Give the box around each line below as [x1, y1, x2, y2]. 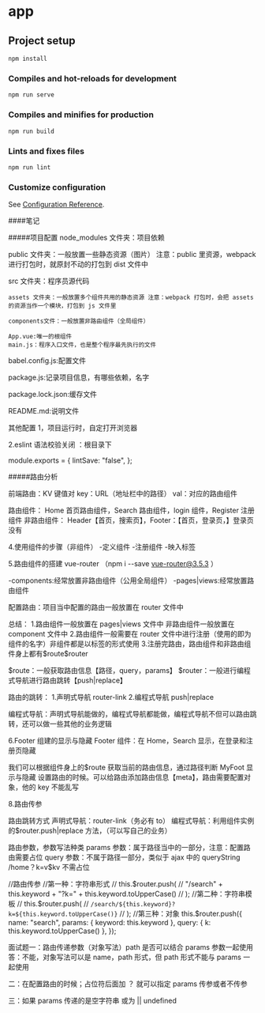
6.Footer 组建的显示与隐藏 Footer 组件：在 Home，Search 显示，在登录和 [8, 736, 247, 746]
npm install [8, 55, 47, 62]
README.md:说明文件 [8, 406, 80, 416]
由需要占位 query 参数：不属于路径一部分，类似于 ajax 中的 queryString [8, 852, 241, 862]
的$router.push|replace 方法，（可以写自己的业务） [8, 826, 172, 836]
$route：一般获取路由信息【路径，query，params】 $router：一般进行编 [8, 666, 244, 675]
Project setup [8, 34, 77, 47]
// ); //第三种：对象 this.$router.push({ [119, 909, 243, 919]
